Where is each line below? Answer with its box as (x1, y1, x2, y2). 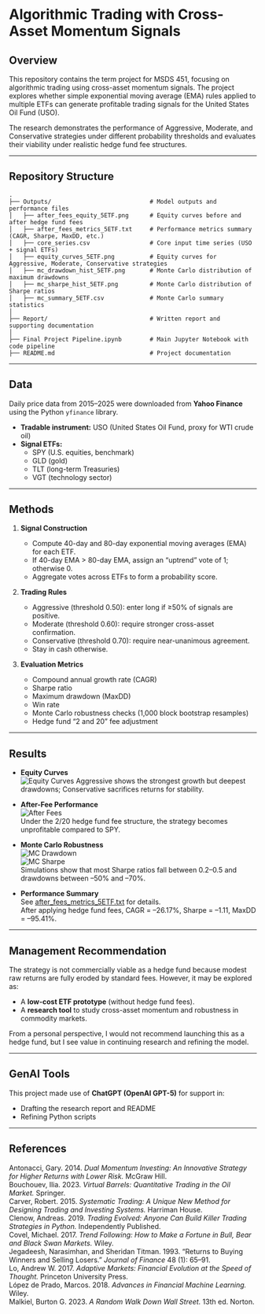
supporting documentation (9, 321, 94, 330)
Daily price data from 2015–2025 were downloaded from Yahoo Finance (9, 399, 243, 408)
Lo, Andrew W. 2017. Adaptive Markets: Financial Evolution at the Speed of (9, 1263, 252, 1272)
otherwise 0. (31, 564, 73, 574)
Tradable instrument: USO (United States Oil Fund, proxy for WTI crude (20, 423, 254, 432)
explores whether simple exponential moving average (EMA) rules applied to (9, 91, 256, 100)
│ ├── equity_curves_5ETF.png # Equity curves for (9, 253, 217, 260)
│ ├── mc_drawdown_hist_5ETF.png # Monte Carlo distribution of (9, 266, 252, 275)
